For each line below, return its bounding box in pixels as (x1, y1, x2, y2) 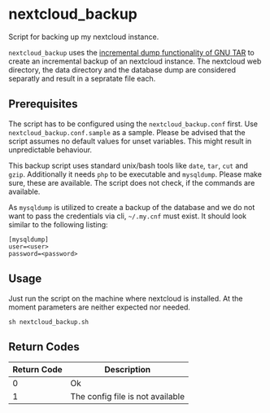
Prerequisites (8, 97, 78, 111)
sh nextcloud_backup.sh (8, 318, 89, 326)
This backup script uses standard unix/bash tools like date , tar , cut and (8, 160, 248, 170)
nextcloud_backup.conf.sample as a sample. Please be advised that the (8, 127, 246, 137)
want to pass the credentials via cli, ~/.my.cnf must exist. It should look (8, 211, 246, 221)
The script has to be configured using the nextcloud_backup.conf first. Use (8, 119, 259, 129)
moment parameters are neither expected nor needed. (8, 302, 191, 312)
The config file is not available (70, 391, 185, 402)
